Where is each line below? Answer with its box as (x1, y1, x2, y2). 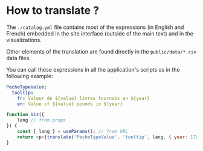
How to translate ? (6, 4, 100, 17)
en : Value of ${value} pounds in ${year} (17, 100, 123, 107)
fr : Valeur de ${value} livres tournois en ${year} (17, 95, 150, 101)
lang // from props (17, 117, 66, 123)
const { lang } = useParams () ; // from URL (17, 129, 129, 135)
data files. (6, 54, 31, 61)
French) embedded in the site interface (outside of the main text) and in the (6, 29, 193, 37)
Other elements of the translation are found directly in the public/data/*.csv (6, 48, 197, 55)
